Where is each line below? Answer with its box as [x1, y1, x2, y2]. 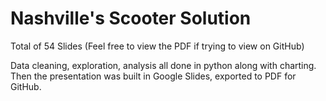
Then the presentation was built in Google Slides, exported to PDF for [10, 70, 297, 82]
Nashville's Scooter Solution [10, 7, 252, 30]
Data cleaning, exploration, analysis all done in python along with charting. [10, 59, 317, 71]
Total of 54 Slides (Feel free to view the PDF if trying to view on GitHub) [10, 40, 305, 52]
